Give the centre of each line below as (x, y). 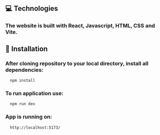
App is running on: (29, 117)
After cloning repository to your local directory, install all (77, 63)
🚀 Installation (27, 49)
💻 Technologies (32, 8)
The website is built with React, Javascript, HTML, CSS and (80, 26)
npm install (23, 81)
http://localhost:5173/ (35, 127)
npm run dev (23, 104)
